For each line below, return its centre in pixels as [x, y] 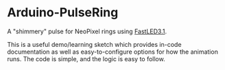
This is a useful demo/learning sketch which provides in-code [94, 44]
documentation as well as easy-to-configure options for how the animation [113, 52]
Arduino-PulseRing [63, 13]
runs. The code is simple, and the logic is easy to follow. [86, 58]
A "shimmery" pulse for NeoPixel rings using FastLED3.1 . [87, 31]
